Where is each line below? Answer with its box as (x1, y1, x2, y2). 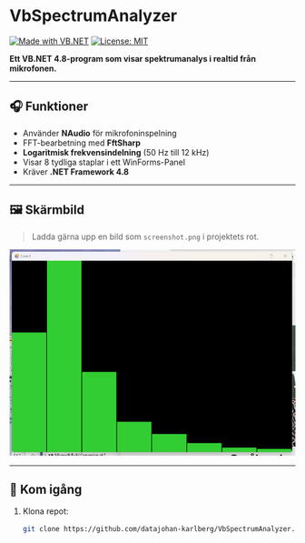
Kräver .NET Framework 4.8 (22, 166, 130, 177)
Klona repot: (22, 506, 69, 517)
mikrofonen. (9, 63, 57, 74)
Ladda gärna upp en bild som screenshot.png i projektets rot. (31, 231, 260, 242)
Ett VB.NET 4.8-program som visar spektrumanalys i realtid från (9, 53, 257, 64)
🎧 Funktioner (9, 99, 89, 115)
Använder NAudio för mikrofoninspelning (22, 127, 177, 138)
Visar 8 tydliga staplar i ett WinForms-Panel (22, 156, 186, 167)
